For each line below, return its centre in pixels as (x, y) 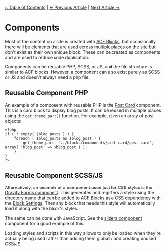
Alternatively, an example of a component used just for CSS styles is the (79, 187)
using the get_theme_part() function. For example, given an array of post (80, 115)
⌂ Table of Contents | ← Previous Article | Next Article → (63, 8)
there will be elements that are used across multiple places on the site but (80, 47)
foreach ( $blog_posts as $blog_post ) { (57, 138)
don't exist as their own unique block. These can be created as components (83, 52)
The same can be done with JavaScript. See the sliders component (74, 218)
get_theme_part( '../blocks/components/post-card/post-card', (88, 143)
